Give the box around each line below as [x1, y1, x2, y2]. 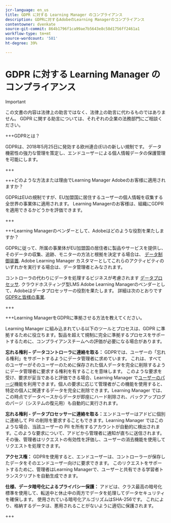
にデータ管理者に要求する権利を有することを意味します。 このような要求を [5, 368, 162, 374]
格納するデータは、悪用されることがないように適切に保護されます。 [14, 503, 156, 509]
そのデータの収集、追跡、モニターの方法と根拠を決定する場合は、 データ [5, 251, 158, 257]
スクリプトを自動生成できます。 [14, 473, 81, 479]
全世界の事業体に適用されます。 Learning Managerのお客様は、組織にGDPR [5, 200, 164, 206]
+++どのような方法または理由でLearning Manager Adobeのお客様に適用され [5, 177, 166, 183]
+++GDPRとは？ [5, 133, 40, 139]
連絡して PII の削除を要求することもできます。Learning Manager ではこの [9, 417, 164, 423]
